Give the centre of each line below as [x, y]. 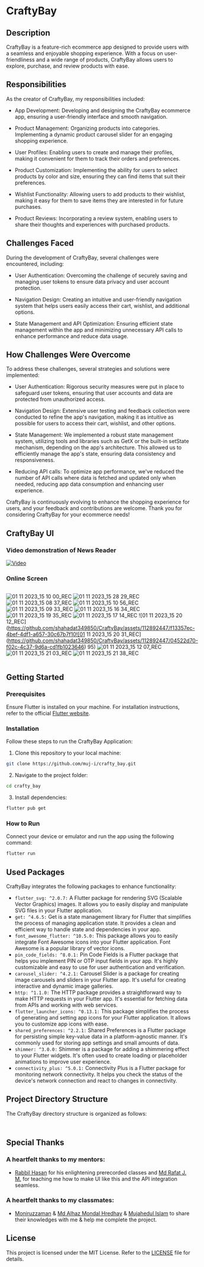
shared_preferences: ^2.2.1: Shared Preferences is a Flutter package [100, 1030]
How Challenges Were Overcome [69, 355]
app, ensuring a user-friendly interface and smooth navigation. [91, 116]
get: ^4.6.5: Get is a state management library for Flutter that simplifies [103, 917]
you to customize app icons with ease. [61, 1024]
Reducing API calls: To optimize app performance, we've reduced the [99, 472]
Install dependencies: [41, 798]
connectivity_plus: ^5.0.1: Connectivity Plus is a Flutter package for [100, 1068]
